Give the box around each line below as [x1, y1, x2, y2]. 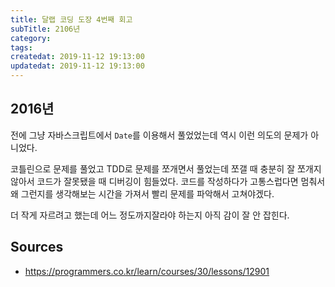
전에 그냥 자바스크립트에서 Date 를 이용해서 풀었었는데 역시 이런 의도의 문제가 [10, 129, 309, 141]
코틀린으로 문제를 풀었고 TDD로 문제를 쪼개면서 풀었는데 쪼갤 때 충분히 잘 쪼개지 [10, 162, 322, 175]
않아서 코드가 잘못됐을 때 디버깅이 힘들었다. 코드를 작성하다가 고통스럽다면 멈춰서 [10, 175, 326, 187]
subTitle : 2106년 [10, 24, 81, 34]
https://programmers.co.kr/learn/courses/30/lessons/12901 [24, 265, 270, 277]
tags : [10, 42, 33, 53]
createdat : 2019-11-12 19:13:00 [10, 52, 145, 62]
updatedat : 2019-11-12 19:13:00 [10, 61, 145, 71]
